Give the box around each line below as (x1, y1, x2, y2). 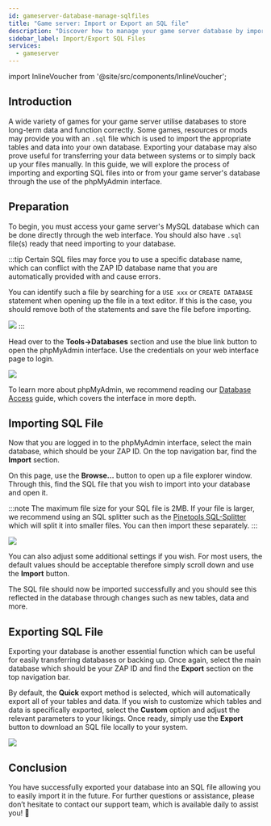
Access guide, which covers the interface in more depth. (8, 393, 197, 402)
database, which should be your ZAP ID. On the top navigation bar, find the (8, 446, 257, 457)
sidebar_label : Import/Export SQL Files (8, 34, 147, 43)
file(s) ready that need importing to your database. (8, 238, 176, 248)
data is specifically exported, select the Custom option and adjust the (8, 705, 240, 715)
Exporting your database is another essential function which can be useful (8, 647, 256, 656)
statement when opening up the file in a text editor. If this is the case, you (8, 296, 252, 306)
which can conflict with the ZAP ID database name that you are (8, 263, 218, 272)
